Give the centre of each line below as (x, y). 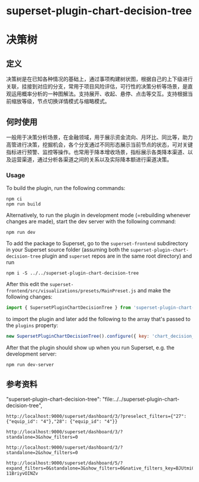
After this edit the (27, 284)
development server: (31, 354)
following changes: (29, 297)
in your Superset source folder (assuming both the (68, 250)
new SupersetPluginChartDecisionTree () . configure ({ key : (78, 337)
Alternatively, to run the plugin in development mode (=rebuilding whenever (98, 215)
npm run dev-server (30, 365)
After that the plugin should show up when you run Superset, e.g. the (90, 348)
